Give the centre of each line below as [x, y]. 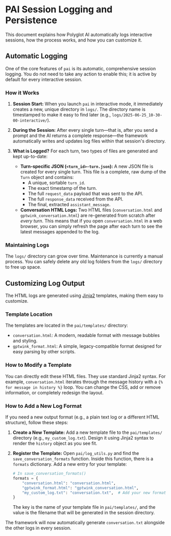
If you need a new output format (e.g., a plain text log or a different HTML [82, 417]
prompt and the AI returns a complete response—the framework [80, 136]
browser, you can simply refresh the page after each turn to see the [91, 226]
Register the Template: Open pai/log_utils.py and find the [76, 453]
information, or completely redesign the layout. [54, 392]
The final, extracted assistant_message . [69, 205]
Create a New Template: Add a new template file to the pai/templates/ [87, 432]
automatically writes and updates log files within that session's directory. [89, 141]
